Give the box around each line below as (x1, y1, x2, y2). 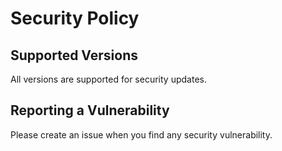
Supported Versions (10, 47, 138, 64)
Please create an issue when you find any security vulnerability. (10, 128, 273, 141)
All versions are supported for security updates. (10, 73, 207, 85)
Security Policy (10, 7, 140, 30)
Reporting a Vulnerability (10, 102, 170, 119)
